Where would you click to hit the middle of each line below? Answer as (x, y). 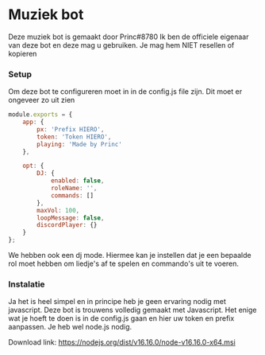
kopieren (23, 53)
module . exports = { (40, 115)
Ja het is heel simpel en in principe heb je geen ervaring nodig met (117, 302)
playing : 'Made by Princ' (80, 144)
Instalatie (27, 284)
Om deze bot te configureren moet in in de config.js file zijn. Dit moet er (125, 92)
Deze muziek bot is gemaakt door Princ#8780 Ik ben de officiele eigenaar (129, 37)
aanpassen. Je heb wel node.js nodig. (70, 327)
